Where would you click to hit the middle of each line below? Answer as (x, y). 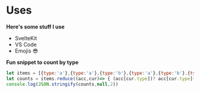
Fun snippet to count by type (43, 62)
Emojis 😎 (26, 50)
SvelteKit (26, 38)
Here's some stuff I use (35, 27)
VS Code (26, 44)
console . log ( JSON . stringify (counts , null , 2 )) (62, 84)
